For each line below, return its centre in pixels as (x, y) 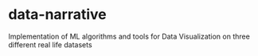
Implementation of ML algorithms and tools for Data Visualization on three (129, 36)
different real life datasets (51, 44)
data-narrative (58, 15)
